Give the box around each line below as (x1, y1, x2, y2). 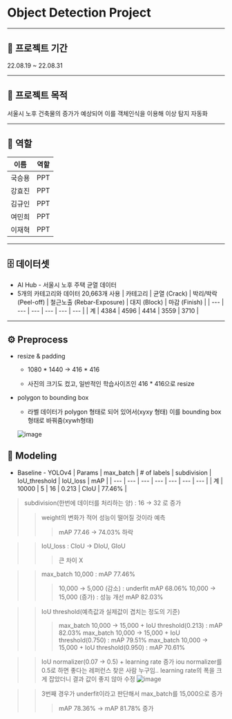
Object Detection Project (7, 5, 151, 21)
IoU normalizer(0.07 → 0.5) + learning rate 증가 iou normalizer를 (41, 658, 222, 666)
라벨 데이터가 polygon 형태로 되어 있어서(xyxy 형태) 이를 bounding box (27, 408, 222, 416)
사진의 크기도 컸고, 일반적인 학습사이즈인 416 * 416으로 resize (27, 380, 195, 387)
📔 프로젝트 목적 (7, 90, 68, 102)
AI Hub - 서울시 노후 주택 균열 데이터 (17, 281, 117, 289)
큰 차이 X (58, 556, 84, 564)
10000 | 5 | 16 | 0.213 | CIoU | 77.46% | (17, 484, 127, 492)
